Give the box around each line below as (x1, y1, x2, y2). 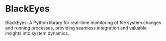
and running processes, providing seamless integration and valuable (5, 24, 147, 30)
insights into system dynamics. (5, 30, 69, 36)
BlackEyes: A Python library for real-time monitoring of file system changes (5, 19, 161, 25)
